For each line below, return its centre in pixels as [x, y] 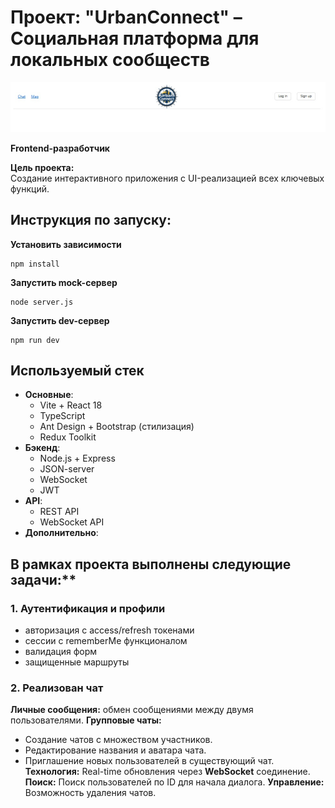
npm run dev [35, 340]
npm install [35, 264]
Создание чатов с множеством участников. [118, 740]
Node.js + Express [77, 458]
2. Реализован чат [57, 688]
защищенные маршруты [77, 662]
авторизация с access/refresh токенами [109, 630]
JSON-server [67, 469]
